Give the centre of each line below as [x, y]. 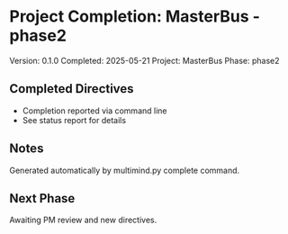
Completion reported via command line [94, 111]
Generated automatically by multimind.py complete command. [125, 170]
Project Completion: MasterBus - [135, 17]
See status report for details [74, 120]
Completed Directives [72, 89]
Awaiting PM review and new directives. [83, 220]
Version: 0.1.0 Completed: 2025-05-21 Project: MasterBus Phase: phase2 [144, 60]
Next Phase [42, 198]
